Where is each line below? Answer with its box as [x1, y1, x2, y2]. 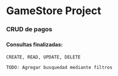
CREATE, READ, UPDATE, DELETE [6, 54, 81, 60]
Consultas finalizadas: [6, 41, 63, 48]
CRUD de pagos [6, 25, 52, 34]
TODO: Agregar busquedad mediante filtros [6, 64, 113, 70]
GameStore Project [6, 4, 102, 18]
